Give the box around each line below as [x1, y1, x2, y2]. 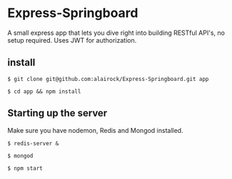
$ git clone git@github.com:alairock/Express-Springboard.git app [7, 75, 209, 82]
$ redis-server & [7, 140, 59, 147]
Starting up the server [7, 107, 108, 119]
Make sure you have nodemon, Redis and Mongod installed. [7, 126, 183, 134]
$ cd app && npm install [7, 87, 81, 95]
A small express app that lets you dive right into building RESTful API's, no [7, 28, 225, 37]
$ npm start [7, 165, 43, 172]
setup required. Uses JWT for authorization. [7, 36, 137, 44]
